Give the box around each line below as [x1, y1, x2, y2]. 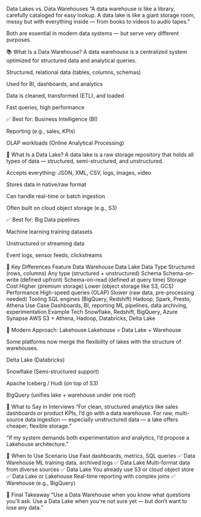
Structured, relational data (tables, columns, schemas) [6, 69, 141, 76]
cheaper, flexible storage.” [6, 423, 72, 429]
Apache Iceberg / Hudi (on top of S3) [6, 380, 98, 386]
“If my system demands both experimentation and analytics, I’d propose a [6, 434, 190, 441]
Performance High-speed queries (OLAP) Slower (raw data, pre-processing [6, 289, 194, 296]
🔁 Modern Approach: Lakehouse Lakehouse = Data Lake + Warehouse [6, 327, 182, 333]
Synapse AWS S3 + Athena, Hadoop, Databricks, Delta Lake [6, 314, 156, 322]
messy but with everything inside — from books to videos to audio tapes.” [6, 18, 190, 25]
